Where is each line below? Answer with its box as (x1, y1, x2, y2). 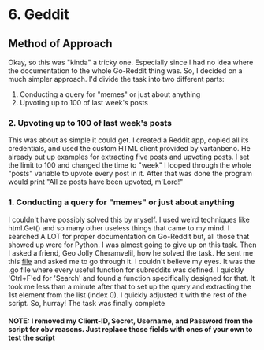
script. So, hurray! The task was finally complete (8, 298, 165, 308)
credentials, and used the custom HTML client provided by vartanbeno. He (8, 144, 251, 153)
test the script (8, 333, 55, 343)
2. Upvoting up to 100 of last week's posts (8, 117, 172, 128)
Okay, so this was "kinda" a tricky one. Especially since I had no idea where (8, 57, 254, 67)
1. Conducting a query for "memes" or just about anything (8, 197, 235, 208)
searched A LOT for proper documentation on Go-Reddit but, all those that (8, 231, 250, 241)
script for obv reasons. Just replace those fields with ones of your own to (8, 325, 253, 334)
